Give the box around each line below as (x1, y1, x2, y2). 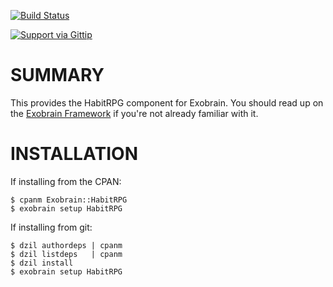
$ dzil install (10, 258, 74, 268)
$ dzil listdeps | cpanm (10, 249, 123, 259)
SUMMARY (10, 64, 105, 87)
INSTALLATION (10, 143, 138, 165)
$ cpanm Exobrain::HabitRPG (10, 195, 128, 205)
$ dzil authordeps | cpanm (10, 240, 123, 250)
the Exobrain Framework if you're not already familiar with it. (10, 107, 259, 119)
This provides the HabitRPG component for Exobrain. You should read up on (10, 96, 324, 109)
